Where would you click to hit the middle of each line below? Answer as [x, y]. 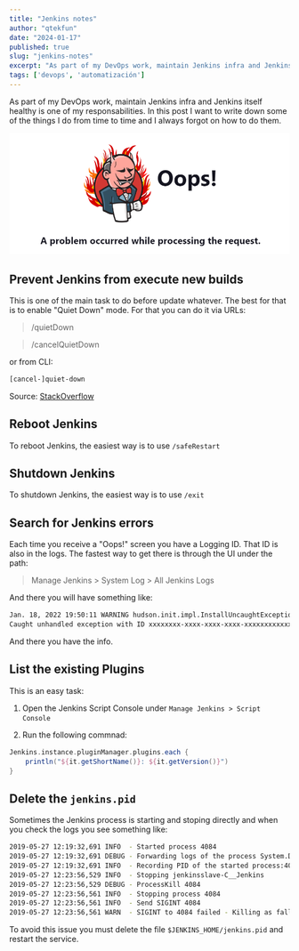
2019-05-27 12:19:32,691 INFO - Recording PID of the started [129, 866]
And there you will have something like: [81, 598]
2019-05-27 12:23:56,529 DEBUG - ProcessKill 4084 [105, 884]
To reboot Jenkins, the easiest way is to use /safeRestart [115, 446]
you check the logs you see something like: [89, 830]
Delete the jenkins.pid [73, 798]
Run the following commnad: [74, 735]
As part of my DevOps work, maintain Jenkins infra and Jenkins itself [136, 101]
